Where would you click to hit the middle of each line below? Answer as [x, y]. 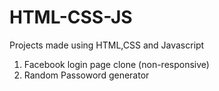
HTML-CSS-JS [71, 17]
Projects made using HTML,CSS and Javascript [107, 45]
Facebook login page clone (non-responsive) [116, 64]
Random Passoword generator [86, 75]
